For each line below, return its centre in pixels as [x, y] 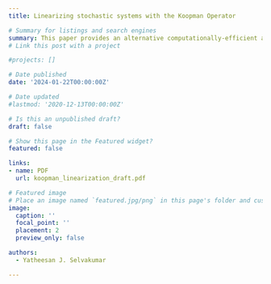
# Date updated [34, 97]
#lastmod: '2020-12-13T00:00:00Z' [67, 104]
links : [19, 163]
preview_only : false [50, 238]
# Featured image [38, 193]
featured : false [35, 149]
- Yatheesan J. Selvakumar [61, 260]
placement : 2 [38, 231]
